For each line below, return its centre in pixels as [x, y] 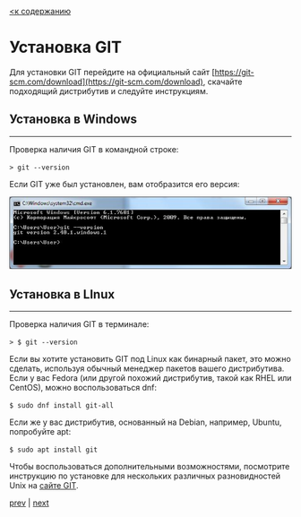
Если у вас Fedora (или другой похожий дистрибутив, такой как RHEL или [150, 378]
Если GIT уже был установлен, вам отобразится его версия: [125, 184]
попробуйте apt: [40, 432]
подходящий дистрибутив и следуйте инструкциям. [109, 90]
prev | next [29, 503]
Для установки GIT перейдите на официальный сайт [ [112, 72]
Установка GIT [66, 47]
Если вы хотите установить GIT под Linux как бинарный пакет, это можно [150, 359]
